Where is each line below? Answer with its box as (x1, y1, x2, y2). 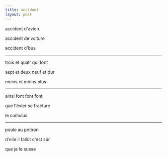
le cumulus (5, 112, 28, 118)
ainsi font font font (5, 93, 43, 99)
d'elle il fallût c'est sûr (5, 136, 50, 142)
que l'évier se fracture (5, 103, 51, 109)
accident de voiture (5, 35, 45, 41)
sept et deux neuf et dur (5, 69, 55, 75)
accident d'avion (5, 25, 40, 31)
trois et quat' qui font (5, 59, 48, 65)
